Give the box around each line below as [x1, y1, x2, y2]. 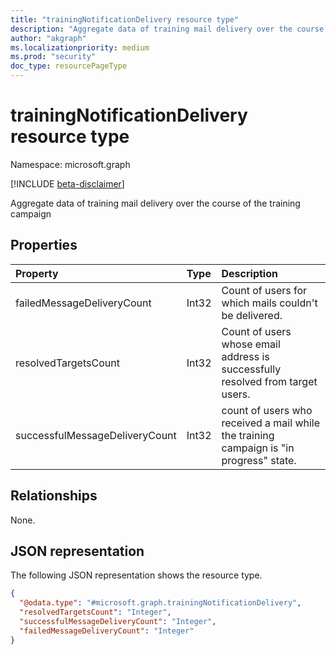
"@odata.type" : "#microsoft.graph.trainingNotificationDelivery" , [19, 598, 302, 608]
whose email [221, 337, 281, 351]
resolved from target [221, 374, 318, 388]
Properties [10, 237, 78, 254]
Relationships [10, 487, 98, 505]
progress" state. [221, 453, 297, 467]
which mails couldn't [221, 296, 318, 310]
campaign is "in [221, 441, 295, 455]
